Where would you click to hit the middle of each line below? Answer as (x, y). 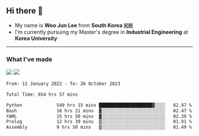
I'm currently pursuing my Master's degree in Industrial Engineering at (101, 32)
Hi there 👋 (25, 11)
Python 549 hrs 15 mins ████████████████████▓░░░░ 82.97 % (99, 105)
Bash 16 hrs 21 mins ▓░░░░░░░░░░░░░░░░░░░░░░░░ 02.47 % (99, 110)
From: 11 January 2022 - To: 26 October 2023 (63, 84)
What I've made (29, 59)
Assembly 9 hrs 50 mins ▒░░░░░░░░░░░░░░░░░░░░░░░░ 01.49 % (99, 127)
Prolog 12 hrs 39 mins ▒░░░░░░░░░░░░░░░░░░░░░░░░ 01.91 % (99, 122)
